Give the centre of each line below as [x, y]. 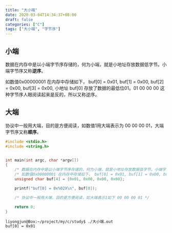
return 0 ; [25, 207]
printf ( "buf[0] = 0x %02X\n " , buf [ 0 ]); [56, 188]
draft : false [19, 19]
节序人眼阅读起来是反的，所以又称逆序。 [57, 94]
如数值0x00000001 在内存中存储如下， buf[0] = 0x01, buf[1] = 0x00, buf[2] [84, 81]
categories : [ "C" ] [25, 24]
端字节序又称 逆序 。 [26, 71]
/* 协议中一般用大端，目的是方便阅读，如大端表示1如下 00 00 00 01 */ [82, 198]
